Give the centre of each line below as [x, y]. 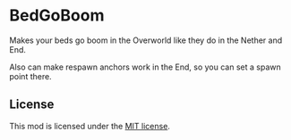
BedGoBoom [57, 16]
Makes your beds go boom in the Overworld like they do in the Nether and [146, 40]
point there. [30, 76]
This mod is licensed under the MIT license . [90, 126]
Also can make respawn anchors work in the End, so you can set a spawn [145, 67]
